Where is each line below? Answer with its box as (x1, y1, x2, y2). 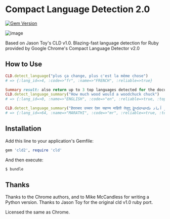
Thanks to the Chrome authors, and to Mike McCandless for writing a (5, 194, 149, 200)
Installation (5, 124, 41, 133)
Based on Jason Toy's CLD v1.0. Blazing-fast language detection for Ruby (5, 39, 159, 46)
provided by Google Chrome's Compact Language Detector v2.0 (5, 45, 140, 51)
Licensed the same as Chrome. (5, 209, 70, 215)
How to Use (5, 60, 42, 69)
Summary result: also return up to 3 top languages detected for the (5, 87, 155, 92)
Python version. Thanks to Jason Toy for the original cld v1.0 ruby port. (5, 199, 153, 205)
